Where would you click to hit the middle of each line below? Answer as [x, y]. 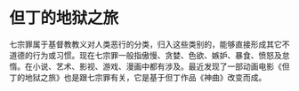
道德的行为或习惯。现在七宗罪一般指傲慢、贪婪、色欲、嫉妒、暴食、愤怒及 [145, 55]
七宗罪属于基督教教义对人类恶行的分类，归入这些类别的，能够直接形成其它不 [149, 44]
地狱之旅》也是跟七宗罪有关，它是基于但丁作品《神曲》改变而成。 [145, 77]
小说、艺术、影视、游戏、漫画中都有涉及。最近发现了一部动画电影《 [157, 66]
